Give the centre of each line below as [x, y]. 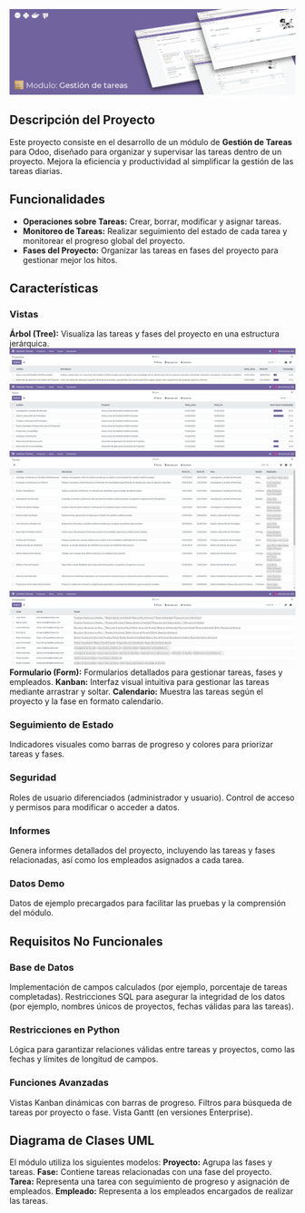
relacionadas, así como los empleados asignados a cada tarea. [127, 860]
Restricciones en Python [65, 1030]
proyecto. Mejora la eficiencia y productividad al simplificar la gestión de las [152, 161]
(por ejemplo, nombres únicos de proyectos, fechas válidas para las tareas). [152, 1006]
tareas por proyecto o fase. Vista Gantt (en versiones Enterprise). [131, 1112]
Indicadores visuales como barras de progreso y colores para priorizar [142, 745]
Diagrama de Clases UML [82, 1141]
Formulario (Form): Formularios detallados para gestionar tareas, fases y [146, 672]
